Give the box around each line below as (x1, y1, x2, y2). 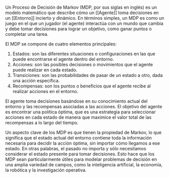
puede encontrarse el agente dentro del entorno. (12, 56, 115, 62)
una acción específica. (12, 78, 60, 83)
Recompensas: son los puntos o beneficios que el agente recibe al (12, 83, 151, 89)
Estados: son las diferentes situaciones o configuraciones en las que (12, 51, 155, 57)
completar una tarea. (5, 31, 49, 37)
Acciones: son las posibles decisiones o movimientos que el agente (12, 62, 153, 67)
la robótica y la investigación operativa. (5, 167, 87, 173)
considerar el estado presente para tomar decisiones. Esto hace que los (5, 151, 155, 157)
